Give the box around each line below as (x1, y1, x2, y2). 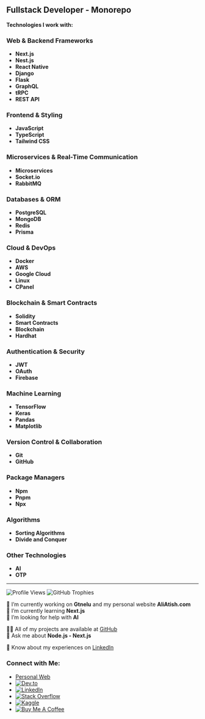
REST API (15, 96, 40, 103)
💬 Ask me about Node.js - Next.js (6, 632, 92, 640)
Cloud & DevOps (6, 244, 56, 252)
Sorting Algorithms (15, 529, 65, 537)
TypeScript (15, 131, 45, 139)
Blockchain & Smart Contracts (6, 298, 98, 307)
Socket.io (15, 173, 41, 181)
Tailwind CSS (15, 137, 50, 145)
